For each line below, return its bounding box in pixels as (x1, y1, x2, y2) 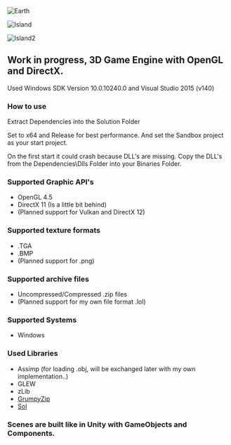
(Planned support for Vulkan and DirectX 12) (17, 208, 145, 217)
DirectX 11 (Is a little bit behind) (17, 200, 107, 209)
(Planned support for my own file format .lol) (17, 297, 146, 306)
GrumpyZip (17, 394, 51, 403)
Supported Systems (7, 315, 77, 325)
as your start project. (7, 138, 68, 147)
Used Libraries (7, 349, 58, 359)
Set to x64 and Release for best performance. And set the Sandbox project (7, 131, 224, 140)
